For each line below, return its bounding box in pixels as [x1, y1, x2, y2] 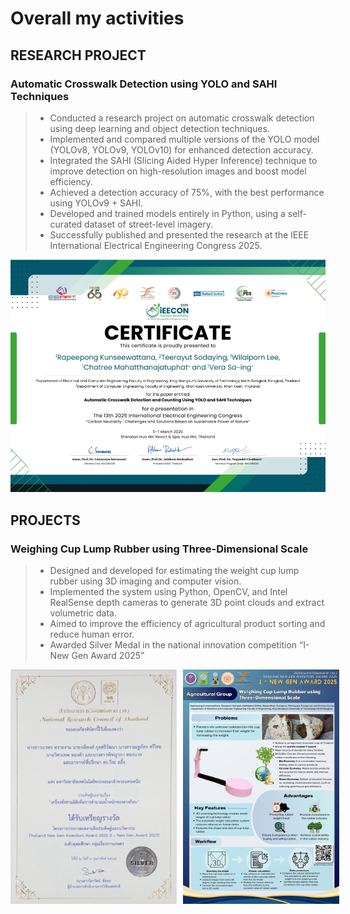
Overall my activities [10, 7, 185, 30]
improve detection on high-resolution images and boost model [49, 165, 307, 177]
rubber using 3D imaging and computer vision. [49, 575, 242, 587]
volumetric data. [49, 607, 117, 619]
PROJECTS [10, 512, 81, 529]
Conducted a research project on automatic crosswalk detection [49, 112, 315, 124]
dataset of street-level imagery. [84, 218, 214, 230]
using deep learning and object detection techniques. [49, 122, 270, 134]
